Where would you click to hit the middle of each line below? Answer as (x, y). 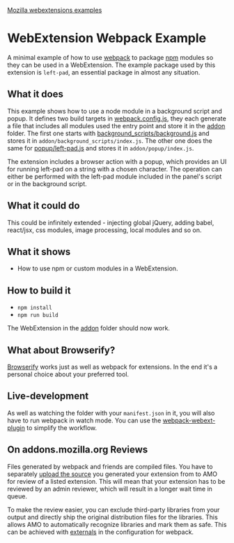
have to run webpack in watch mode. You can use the (84, 420)
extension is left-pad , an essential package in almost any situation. (104, 72)
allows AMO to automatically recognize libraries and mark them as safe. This (117, 524)
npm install (34, 308)
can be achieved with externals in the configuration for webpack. (100, 532)
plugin (16, 427)
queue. (17, 496)
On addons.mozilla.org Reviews (78, 450)
